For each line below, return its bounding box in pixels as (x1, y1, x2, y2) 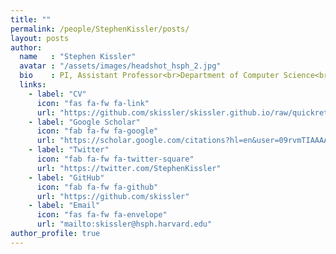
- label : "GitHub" (28, 172, 105, 183)
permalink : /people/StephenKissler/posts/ (10, 24, 190, 34)
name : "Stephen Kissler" (19, 52, 137, 62)
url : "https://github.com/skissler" (36, 191, 190, 201)
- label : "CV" (28, 89, 87, 99)
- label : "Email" (28, 201, 101, 211)
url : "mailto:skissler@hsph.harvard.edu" (36, 219, 213, 230)
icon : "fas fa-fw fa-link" (36, 98, 150, 108)
